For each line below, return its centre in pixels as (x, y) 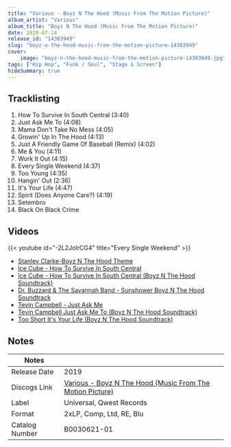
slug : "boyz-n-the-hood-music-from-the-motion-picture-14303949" (103, 45)
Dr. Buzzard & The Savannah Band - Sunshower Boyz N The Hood (111, 290)
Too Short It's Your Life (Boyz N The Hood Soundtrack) (95, 319)
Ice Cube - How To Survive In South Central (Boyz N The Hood (106, 276)
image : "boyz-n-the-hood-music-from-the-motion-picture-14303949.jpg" (123, 58)
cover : (17, 52)
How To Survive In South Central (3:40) (73, 115)
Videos (23, 231)
